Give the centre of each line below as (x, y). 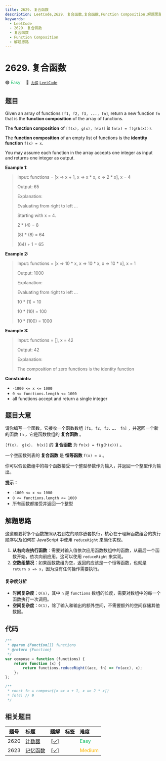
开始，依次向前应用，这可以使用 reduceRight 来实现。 (71, 557)
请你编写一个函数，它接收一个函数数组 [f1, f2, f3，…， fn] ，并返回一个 (80, 428)
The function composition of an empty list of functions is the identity (76, 138)
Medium (89, 751)
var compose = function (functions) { (45, 659)
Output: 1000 (30, 273)
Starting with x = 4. (37, 215)
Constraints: (18, 378)
